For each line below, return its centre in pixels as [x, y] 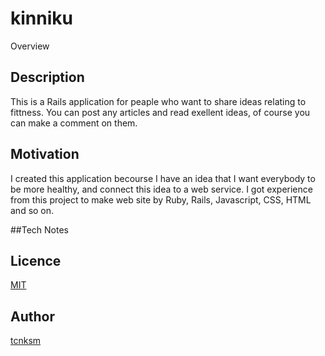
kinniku [41, 18]
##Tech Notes [39, 229]
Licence [36, 260]
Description [47, 77]
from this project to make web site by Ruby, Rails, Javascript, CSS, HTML [161, 199]
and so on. [32, 210]
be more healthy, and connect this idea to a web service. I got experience [161, 189]
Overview [30, 46]
